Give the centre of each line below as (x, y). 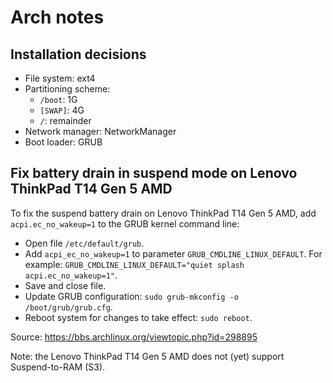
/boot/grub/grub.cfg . (68, 307)
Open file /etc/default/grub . (84, 243)
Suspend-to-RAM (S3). (58, 367)
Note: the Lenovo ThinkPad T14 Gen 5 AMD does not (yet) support (147, 356)
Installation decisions (78, 54)
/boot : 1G (58, 99)
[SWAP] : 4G (62, 110)
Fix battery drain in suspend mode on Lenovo (154, 173)
